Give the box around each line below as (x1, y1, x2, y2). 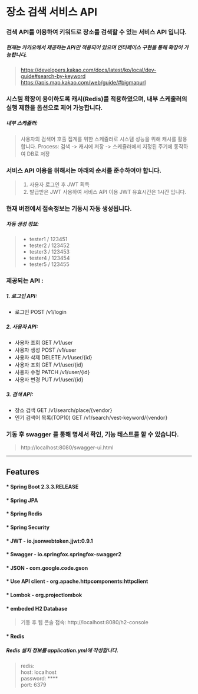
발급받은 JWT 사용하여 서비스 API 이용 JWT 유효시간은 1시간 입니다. (29, 189, 187, 196)
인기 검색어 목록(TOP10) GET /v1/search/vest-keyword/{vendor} (14, 414, 168, 421)
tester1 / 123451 (29, 236, 68, 243)
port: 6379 (20, 681, 47, 688)
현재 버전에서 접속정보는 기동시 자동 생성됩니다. (6, 205, 132, 213)
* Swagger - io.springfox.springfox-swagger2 (6, 551, 122, 558)
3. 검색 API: (6, 391, 34, 398)
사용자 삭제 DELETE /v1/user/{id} (14, 354, 93, 361)
